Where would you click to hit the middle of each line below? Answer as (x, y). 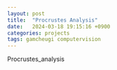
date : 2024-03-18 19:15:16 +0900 (59, 26)
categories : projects (39, 33)
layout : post (26, 14)
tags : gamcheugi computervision (54, 40)
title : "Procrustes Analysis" (53, 20)
